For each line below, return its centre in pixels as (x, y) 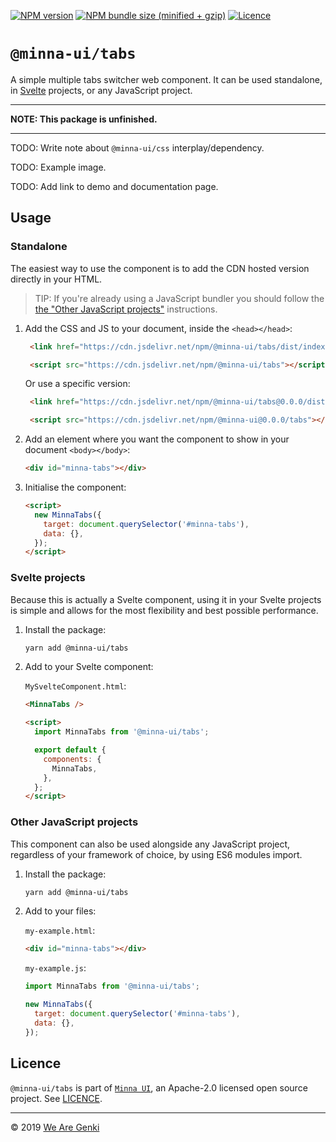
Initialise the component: (75, 487)
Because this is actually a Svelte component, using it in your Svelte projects (166, 599)
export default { (70, 750)
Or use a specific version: (77, 384)
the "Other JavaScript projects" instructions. (126, 309)
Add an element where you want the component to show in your (157, 439)
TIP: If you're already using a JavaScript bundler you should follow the (179, 298)
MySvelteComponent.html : (75, 686)
